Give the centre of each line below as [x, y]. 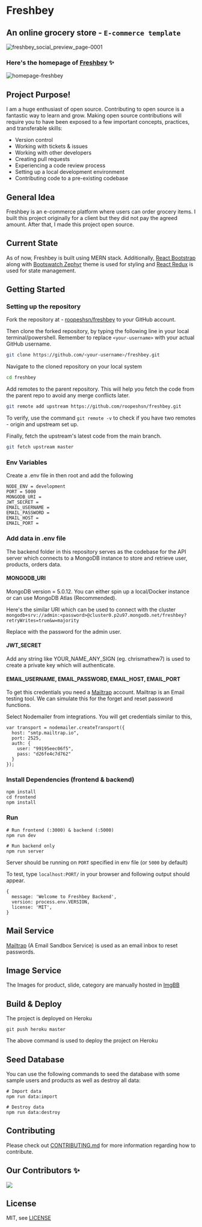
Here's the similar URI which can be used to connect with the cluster [91, 609]
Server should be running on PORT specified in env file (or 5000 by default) [97, 862]
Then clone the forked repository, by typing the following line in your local [98, 331]
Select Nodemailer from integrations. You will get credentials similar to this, [99, 717]
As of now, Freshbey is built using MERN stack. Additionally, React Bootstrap [101, 258]
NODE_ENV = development [36, 487]
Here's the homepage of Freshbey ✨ [60, 63]
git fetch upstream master [40, 447]
